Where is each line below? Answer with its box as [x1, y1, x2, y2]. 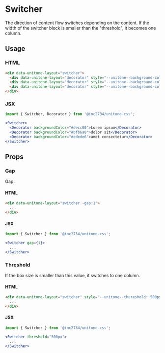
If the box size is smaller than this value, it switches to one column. [5, 273, 140, 279]
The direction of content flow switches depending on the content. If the [5, 20, 150, 26]
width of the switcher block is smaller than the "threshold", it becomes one [5, 25, 156, 31]
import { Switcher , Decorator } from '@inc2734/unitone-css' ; [5, 112, 135, 117]
